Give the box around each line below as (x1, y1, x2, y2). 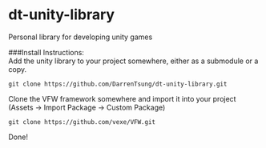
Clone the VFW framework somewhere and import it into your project (8, 94, 236, 103)
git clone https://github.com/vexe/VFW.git (8, 118, 156, 126)
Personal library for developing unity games (8, 32, 153, 42)
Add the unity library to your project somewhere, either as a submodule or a (8, 56, 259, 66)
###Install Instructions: (8, 47, 84, 57)
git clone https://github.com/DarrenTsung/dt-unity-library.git (8, 80, 228, 88)
